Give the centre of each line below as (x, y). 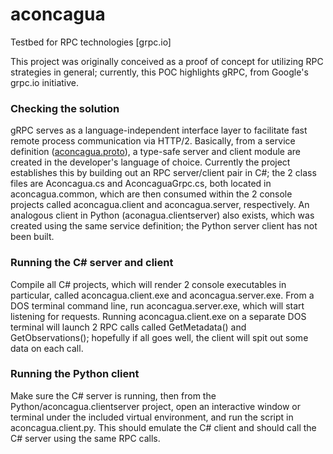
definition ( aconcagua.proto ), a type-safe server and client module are (155, 152)
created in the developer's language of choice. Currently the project (150, 162)
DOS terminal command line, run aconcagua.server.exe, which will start (157, 305)
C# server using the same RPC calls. (85, 438)
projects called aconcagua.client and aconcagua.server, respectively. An (160, 205)
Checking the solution (65, 108)
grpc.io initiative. (45, 82)
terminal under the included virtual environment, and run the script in (152, 417)
